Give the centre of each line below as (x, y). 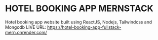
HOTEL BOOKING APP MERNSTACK (79, 9)
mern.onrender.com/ (26, 32)
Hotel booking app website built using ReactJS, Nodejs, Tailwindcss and (79, 22)
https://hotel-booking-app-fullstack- (84, 27)
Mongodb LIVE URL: (26, 27)
